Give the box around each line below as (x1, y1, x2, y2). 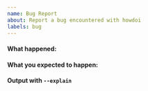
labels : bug (7, 23, 42, 30)
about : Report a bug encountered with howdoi (7, 17, 141, 24)
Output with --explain (7, 76, 72, 85)
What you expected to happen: (7, 60, 99, 69)
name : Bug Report (7, 10, 58, 17)
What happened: (7, 44, 57, 53)
